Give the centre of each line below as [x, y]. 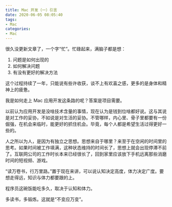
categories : [18, 29]
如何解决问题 [26, 66]
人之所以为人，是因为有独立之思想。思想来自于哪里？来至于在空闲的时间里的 [86, 141]
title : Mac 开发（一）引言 [31, 10]
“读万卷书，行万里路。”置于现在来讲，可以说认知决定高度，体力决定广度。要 [85, 171]
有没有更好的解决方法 [35, 72]
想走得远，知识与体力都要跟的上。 [41, 177]
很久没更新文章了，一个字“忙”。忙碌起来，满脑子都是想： [66, 49]
